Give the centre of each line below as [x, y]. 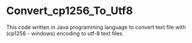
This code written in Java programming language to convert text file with [96, 27]
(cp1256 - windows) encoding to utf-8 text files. [65, 33]
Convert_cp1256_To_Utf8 [70, 11]
